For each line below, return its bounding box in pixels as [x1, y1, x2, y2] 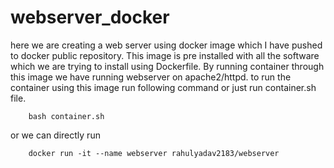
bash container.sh [28, 111, 105, 121]
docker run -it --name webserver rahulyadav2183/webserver [28, 148, 280, 158]
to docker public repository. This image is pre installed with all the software [10, 49, 320, 61]
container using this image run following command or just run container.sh [10, 81, 317, 93]
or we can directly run [10, 129, 101, 141]
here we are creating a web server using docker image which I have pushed [10, 39, 323, 51]
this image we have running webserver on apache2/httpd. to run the [10, 71, 292, 83]
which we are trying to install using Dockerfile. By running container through [10, 60, 325, 72]
